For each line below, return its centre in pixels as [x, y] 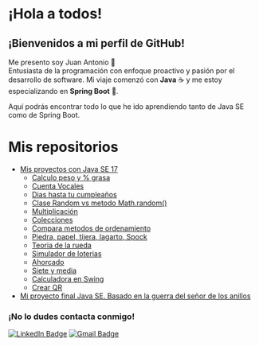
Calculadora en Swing [68, 278]
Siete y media [54, 270]
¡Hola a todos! [55, 14]
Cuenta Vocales [58, 186]
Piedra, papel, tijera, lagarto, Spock [89, 236]
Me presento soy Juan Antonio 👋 [62, 62]
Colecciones [52, 220]
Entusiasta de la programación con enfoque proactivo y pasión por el [122, 71]
